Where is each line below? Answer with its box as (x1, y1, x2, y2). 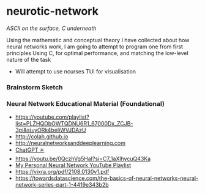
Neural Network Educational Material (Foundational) (6, 99, 165, 108)
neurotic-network (6, 4, 99, 18)
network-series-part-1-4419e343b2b (15, 181, 109, 188)
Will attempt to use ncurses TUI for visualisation (15, 67, 136, 75)
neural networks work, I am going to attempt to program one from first (6, 43, 184, 50)
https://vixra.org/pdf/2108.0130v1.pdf (15, 168, 110, 176)
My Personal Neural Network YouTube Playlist (15, 162, 132, 169)
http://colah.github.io (15, 133, 69, 140)
